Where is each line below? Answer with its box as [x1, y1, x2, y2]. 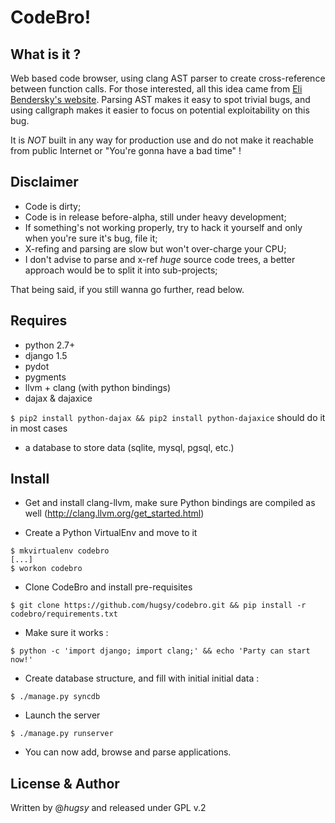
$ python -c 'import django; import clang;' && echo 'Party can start [10, 646, 311, 656]
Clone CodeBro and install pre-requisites [24, 581, 193, 593]
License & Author [10, 775, 120, 792]
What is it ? [10, 46, 82, 63]
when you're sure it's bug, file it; [24, 232, 158, 244]
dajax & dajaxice [24, 392, 93, 404]
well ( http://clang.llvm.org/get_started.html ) [24, 507, 205, 520]
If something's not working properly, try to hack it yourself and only [24, 221, 303, 233]
